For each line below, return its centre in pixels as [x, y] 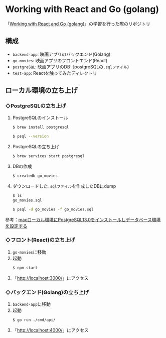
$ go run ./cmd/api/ [34, 320]
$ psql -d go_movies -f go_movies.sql [53, 209]
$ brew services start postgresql [48, 156]
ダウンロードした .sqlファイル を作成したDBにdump [64, 186]
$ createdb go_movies [35, 176]
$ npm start [25, 268]
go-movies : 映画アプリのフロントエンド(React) [60, 60]
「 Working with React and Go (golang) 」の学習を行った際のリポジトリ [78, 24]
